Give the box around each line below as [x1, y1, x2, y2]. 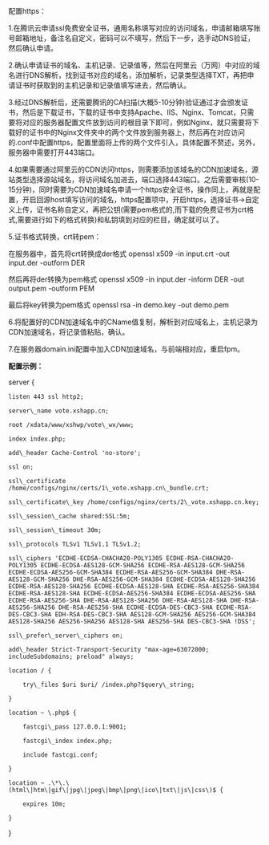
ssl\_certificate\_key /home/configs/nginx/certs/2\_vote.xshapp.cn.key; [8, 498, 260, 506]
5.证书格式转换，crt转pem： [8, 232, 102, 242]
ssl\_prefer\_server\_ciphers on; [8, 632, 124, 640]
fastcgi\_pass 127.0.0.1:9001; [22, 723, 127, 731]
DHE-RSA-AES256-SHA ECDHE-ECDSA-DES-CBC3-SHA [58, 603, 214, 611]
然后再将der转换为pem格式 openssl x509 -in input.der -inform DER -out [8, 274, 245, 284]
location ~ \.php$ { [8, 709, 78, 717]
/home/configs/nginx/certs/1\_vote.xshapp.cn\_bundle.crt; [8, 484, 210, 492]
